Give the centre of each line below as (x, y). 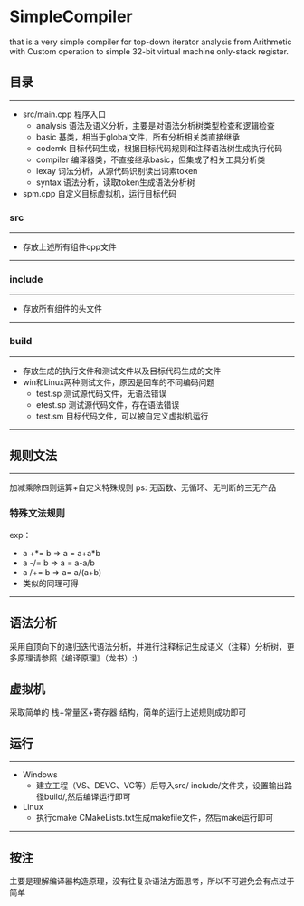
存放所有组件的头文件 (62, 309)
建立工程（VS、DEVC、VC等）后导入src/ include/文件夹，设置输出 (160, 786)
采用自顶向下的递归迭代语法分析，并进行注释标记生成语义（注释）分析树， (148, 646)
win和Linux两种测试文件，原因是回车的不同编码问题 (119, 381)
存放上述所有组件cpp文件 (69, 247)
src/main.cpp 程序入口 (64, 114)
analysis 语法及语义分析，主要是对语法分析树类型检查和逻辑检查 (156, 125)
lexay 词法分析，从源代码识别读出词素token (117, 170)
